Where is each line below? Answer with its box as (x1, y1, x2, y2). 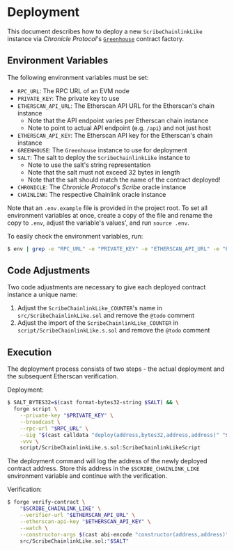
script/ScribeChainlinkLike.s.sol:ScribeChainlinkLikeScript (19, 445, 201, 452)
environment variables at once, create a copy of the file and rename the (7, 211, 213, 219)
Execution (7, 346, 52, 358)
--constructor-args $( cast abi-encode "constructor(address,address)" (19, 531, 229, 538)
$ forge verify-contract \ (7, 499, 86, 506)
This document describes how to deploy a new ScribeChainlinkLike (7, 27, 203, 35)
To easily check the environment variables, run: (7, 232, 143, 240)
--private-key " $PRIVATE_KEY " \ (19, 412, 114, 419)
